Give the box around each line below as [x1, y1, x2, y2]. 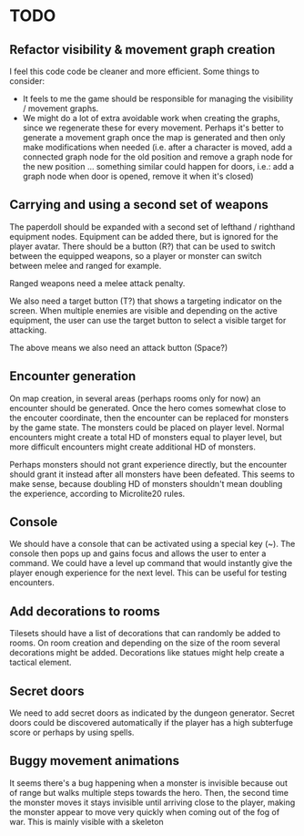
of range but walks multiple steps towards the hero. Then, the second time [9, 787, 289, 798]
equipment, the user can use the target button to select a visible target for [9, 315, 287, 325]
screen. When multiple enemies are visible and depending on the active [9, 304, 278, 315]
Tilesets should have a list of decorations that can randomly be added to [9, 628, 280, 639]
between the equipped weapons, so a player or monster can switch [9, 250, 262, 261]
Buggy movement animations [9, 753, 180, 769]
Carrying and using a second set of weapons [9, 197, 269, 212]
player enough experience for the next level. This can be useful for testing [9, 567, 288, 579]
